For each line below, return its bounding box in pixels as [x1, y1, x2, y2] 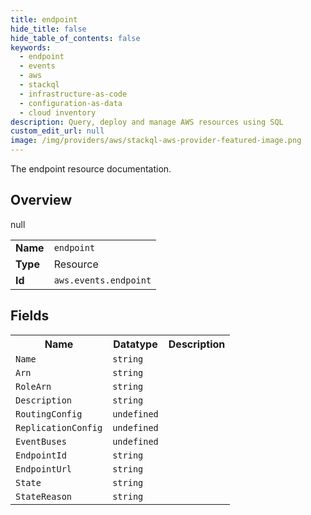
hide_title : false [10, 24, 87, 34]
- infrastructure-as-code [19, 89, 128, 99]
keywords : [10, 42, 52, 53]
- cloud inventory [19, 107, 97, 118]
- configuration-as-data [19, 98, 123, 108]
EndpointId [15, 449, 67, 461]
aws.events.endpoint [53, 274, 152, 286]
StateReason [15, 491, 73, 502]
